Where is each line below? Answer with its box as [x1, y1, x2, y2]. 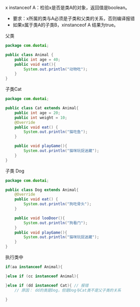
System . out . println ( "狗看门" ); [24, 220, 88, 225]
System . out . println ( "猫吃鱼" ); [24, 129, 88, 135]
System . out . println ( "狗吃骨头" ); [24, 202, 92, 207]
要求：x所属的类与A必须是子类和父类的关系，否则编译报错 [12, 15, 135, 22]
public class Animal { [5, 52, 54, 57]
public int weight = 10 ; [14, 115, 67, 120]
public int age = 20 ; [14, 110, 60, 116]
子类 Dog [5, 167, 25, 174]
